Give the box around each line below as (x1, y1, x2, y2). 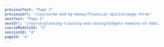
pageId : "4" (4, 35, 29, 40)
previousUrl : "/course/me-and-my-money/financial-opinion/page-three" (4, 12, 152, 17)
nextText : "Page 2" (4, 16, 45, 21)
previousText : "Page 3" (4, 7, 53, 12)
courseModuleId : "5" (4, 25, 47, 30)
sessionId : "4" (4, 30, 36, 35)
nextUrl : (4, 21, 23, 26)
